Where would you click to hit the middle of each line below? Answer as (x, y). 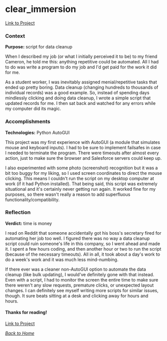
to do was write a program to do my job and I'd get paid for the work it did (81, 67)
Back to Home (20, 334)
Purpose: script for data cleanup (39, 47)
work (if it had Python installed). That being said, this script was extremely (82, 184)
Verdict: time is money (29, 223)
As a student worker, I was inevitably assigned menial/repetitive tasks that (81, 82)
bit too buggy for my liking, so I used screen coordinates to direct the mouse (83, 173)
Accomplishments (28, 122)
